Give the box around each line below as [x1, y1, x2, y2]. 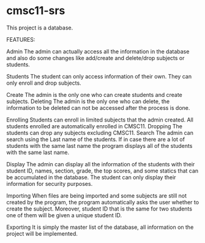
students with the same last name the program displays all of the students [6, 142, 193, 149]
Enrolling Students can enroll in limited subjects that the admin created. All [6, 116, 194, 123]
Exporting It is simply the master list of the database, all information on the [6, 223, 194, 231]
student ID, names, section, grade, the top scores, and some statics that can [6, 167, 199, 174]
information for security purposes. [6, 180, 93, 187]
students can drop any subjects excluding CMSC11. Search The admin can [6, 129, 194, 136]
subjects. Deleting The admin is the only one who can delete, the [6, 98, 170, 105]
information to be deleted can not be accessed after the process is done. [6, 104, 190, 111]
